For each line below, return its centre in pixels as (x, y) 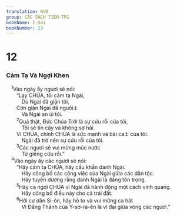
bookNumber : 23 (25, 28)
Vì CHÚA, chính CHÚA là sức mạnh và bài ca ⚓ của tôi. (83, 134)
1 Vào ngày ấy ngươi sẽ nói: (43, 89)
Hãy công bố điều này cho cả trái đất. (67, 193)
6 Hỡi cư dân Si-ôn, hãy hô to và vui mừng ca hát (75, 200)
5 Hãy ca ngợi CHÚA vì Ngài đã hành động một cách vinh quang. (94, 187)
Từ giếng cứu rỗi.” (43, 154)
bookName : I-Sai (26, 22)
